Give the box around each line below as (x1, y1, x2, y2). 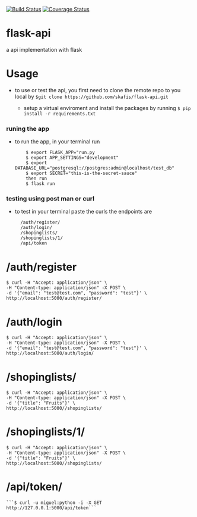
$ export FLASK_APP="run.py (26, 149, 95, 156)
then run (26, 176, 47, 181)
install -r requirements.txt (23, 111, 96, 117)
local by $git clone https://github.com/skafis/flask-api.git (14, 93, 169, 100)
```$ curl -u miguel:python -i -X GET (6, 500, 102, 506)
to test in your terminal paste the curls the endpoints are (14, 208, 152, 215)
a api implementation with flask (6, 46, 82, 53)
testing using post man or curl (6, 195, 95, 203)
